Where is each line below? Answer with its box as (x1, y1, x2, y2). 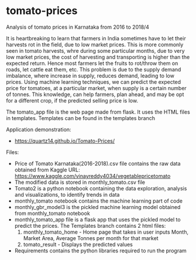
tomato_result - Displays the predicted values (23, 241, 133, 248)
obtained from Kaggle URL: (14, 166, 80, 173)
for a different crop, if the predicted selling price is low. (6, 97, 139, 104)
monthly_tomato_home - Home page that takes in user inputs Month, (23, 228, 189, 235)
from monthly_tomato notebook (14, 210, 91, 217)
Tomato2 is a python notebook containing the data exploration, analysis (14, 184, 187, 191)
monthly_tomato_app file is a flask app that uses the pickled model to (14, 215, 181, 223)
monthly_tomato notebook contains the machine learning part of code (14, 197, 183, 204)
